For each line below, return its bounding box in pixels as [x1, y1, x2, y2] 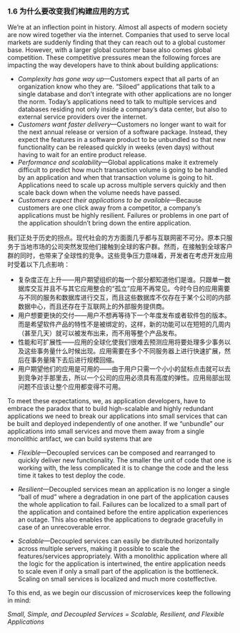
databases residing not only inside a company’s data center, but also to [17, 105, 227, 113]
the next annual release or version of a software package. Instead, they [17, 128, 228, 136]
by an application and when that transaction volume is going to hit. [17, 173, 214, 182]
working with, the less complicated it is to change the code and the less [17, 464, 229, 472]
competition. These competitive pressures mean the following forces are [7, 54, 221, 62]
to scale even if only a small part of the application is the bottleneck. [17, 567, 219, 576]
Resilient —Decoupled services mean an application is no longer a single [17, 485, 230, 494]
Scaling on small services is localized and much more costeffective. [17, 574, 218, 583]
